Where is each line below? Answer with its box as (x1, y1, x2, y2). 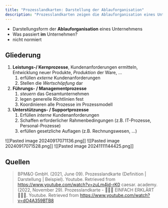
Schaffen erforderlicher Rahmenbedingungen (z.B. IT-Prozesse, (19, 117, 151, 123)
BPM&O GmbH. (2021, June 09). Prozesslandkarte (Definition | (17, 171, 146, 177)
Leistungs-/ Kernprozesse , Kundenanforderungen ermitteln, (12, 64, 138, 70)
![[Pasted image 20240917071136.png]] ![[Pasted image (5, 138, 120, 144)
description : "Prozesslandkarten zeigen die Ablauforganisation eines (5, 12, 155, 17)
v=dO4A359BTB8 (17, 197, 54, 203)
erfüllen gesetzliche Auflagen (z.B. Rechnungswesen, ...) (19, 128, 137, 134)
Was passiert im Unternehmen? (12, 31, 77, 37)
